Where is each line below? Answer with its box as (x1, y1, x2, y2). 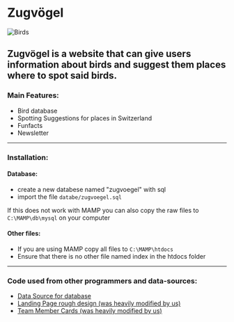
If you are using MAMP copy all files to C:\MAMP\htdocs (17, 245, 174, 253)
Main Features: (7, 90, 59, 100)
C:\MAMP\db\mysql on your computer (7, 214, 110, 222)
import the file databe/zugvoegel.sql (17, 193, 122, 201)
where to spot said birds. (7, 70, 117, 81)
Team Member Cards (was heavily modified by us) (17, 307, 162, 315)
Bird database (17, 106, 58, 115)
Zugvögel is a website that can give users (7, 48, 192, 60)
